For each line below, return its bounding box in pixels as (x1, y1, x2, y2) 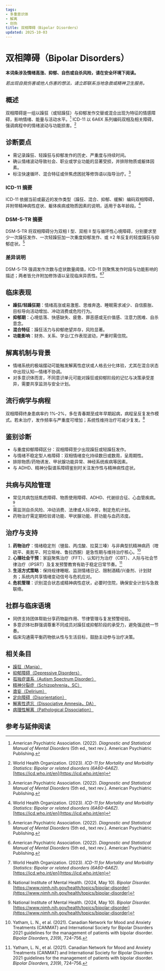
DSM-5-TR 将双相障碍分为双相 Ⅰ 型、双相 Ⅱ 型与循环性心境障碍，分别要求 (5, 228, 152, 234)
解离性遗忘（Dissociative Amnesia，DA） (12, 700, 96, 706)
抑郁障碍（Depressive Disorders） (12, 670, 82, 676)
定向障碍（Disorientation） (12, 694, 67, 700)
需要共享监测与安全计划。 (21, 381, 73, 387)
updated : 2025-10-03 (5, 30, 48, 35)
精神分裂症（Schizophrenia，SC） (12, 682, 82, 688)
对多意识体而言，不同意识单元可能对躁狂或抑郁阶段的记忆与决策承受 (12, 375, 150, 381)
